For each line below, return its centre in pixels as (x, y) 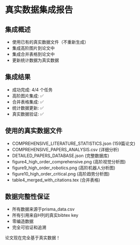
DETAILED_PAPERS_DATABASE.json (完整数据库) (61, 156)
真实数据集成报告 (39, 10)
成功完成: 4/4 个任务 (32, 89)
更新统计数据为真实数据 (35, 60)
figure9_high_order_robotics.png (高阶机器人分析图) (63, 168)
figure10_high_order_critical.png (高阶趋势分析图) (61, 174)
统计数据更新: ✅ (28, 108)
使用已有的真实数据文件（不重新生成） (50, 42)
